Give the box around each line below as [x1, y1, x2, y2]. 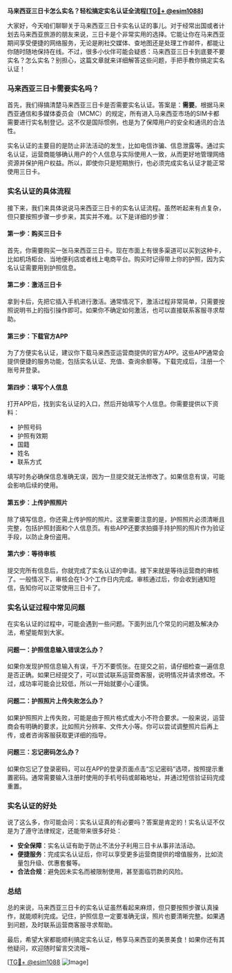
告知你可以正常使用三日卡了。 [19, 584, 104, 592]
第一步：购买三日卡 [7, 229, 62, 238]
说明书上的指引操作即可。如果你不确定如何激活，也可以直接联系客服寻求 [12, 306, 219, 314]
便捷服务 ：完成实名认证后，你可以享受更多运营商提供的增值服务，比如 [17, 850, 217, 859]
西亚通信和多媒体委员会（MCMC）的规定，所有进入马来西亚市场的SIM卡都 [7, 109, 220, 118]
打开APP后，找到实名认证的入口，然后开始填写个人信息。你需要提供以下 [7, 400, 213, 408]
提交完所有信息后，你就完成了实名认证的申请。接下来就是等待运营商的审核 [7, 566, 219, 575]
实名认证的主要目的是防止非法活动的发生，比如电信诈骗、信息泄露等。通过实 [7, 141, 225, 150]
